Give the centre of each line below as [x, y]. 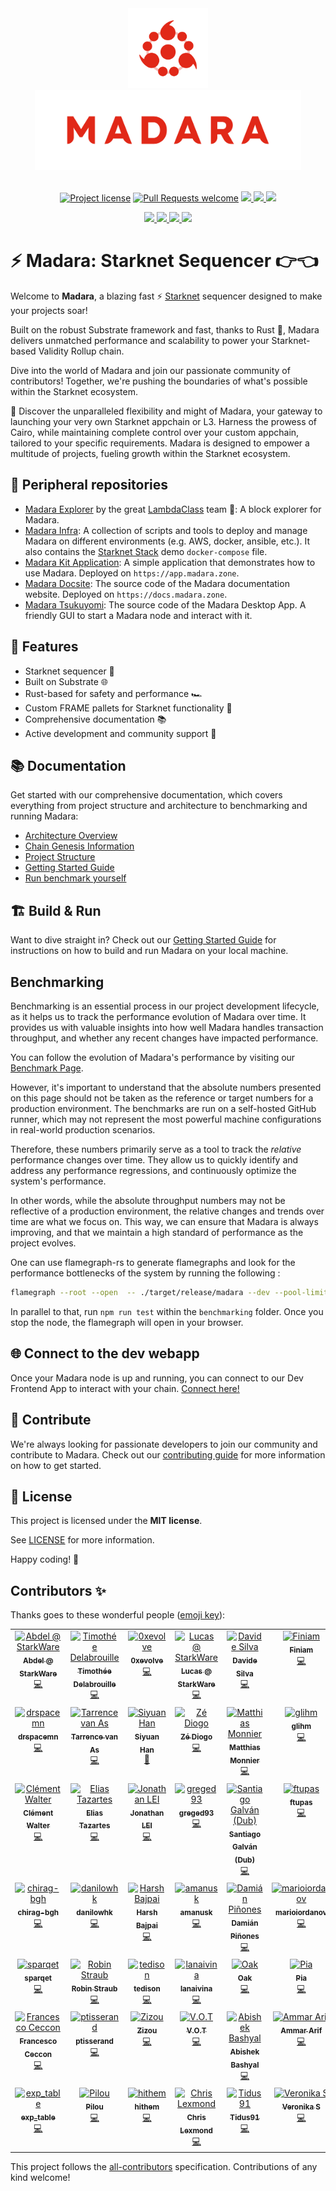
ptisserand [94, 2041]
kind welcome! [40, 2178]
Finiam [301, 1650]
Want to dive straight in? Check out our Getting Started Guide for [143, 940]
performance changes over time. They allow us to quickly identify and [154, 1160]
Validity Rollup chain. [81, 351]
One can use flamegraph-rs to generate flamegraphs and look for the [153, 1262]
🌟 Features [44, 647]
